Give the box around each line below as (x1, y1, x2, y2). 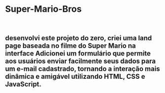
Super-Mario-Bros (5, 3, 82, 15)
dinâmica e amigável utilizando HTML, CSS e (5, 72, 146, 81)
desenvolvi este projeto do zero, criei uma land (5, 34, 152, 42)
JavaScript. (5, 80, 42, 89)
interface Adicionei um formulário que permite (5, 49, 151, 58)
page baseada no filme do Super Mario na (5, 42, 136, 50)
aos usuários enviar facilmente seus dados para (5, 57, 156, 65)
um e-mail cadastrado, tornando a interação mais (5, 65, 161, 73)
